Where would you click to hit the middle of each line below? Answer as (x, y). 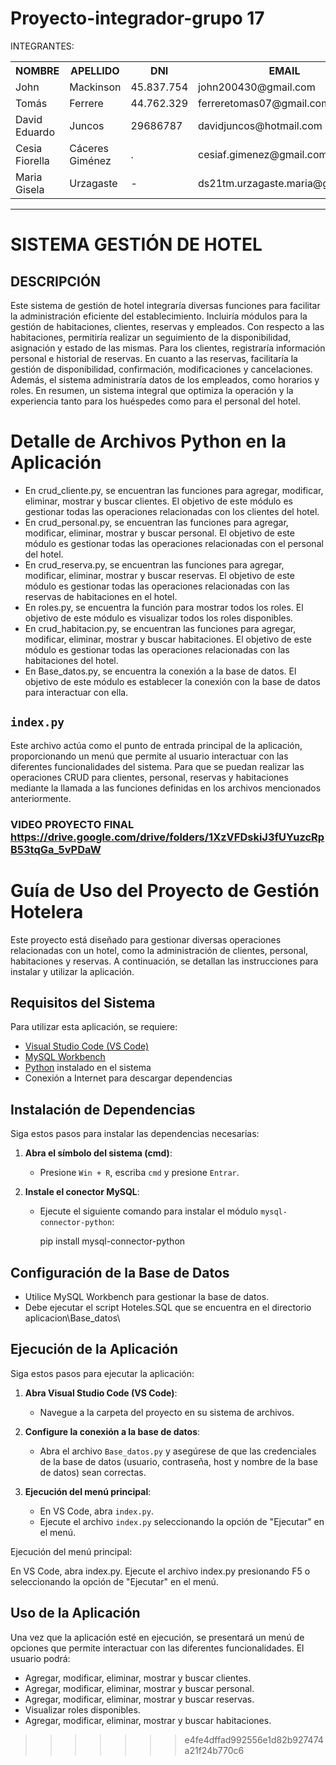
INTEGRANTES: (42, 46)
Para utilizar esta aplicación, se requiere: (94, 1027)
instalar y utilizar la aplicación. (72, 971)
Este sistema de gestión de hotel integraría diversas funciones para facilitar (165, 305)
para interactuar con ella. (76, 692)
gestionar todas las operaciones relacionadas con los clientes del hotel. (172, 511)
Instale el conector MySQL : (82, 1192)
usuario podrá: (40, 1658)
